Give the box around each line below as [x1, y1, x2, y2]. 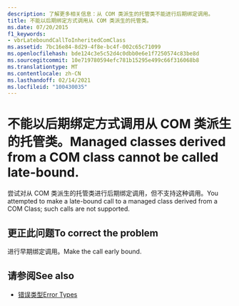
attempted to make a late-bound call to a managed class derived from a [7, 197, 218, 206]
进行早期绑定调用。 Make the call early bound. [7, 247, 142, 255]
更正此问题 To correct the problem [7, 227, 158, 239]
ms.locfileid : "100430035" [7, 83, 88, 90]
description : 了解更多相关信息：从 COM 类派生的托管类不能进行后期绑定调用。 [7, 10, 214, 18]
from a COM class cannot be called [7, 149, 219, 166]
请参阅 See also [7, 270, 75, 282]
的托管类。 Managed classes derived [7, 134, 226, 150]
